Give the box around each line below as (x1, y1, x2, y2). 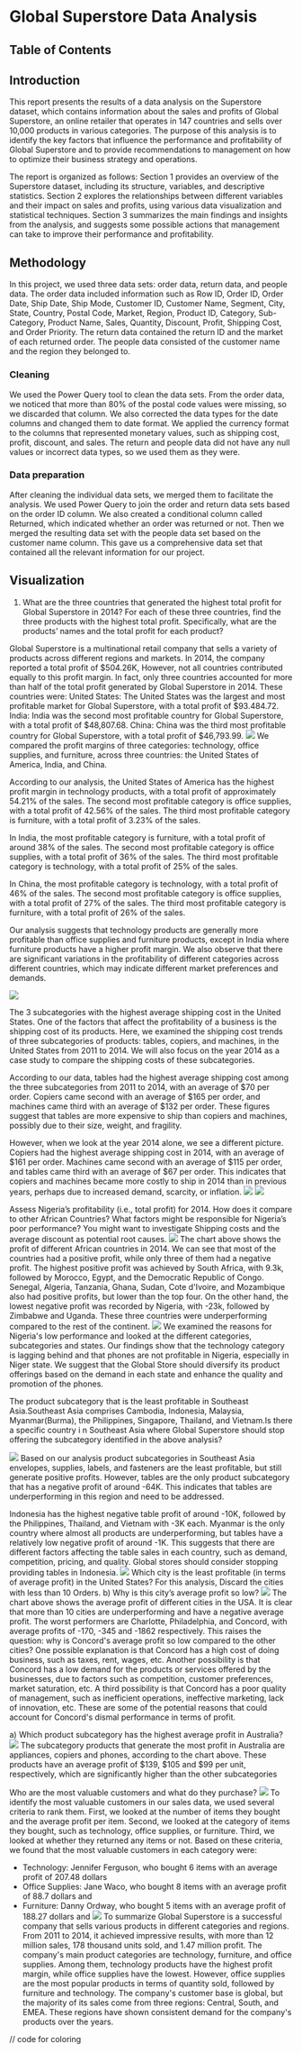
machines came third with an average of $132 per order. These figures (9, 1101, 271, 1112)
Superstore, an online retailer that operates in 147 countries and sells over (9, 115, 283, 127)
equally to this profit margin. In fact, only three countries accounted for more (9, 671, 293, 682)
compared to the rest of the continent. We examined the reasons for (9, 1321, 272, 1331)
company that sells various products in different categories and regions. (22, 1921, 289, 1931)
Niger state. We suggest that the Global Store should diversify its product (9, 1358, 280, 1370)
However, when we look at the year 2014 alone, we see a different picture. (9, 1137, 284, 1148)
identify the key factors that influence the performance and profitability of (9, 135, 282, 146)
